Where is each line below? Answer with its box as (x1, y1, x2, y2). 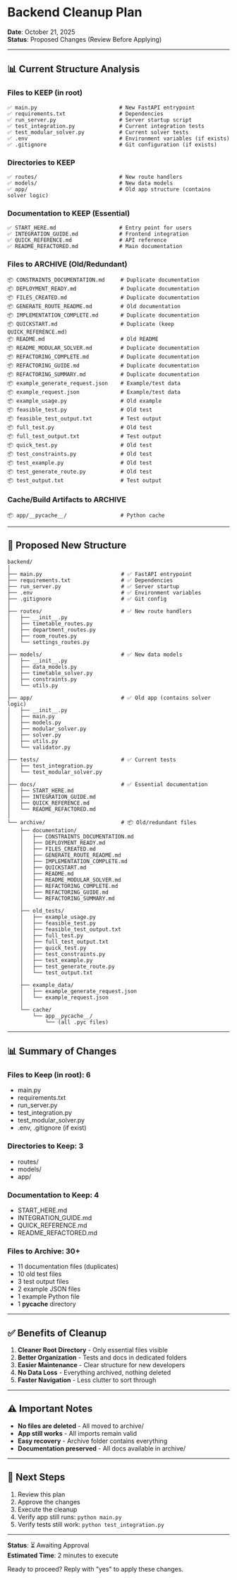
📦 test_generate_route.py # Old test (7, 468, 153, 475)
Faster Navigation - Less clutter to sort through (17, 1376, 157, 1384)
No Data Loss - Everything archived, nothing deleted (17, 1369, 171, 1377)
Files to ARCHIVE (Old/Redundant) (7, 259, 128, 269)
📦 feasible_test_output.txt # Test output (7, 415, 162, 422)
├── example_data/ (20, 981, 74, 988)
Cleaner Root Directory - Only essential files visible (17, 1346, 168, 1354)
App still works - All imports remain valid (17, 1429, 138, 1437)
